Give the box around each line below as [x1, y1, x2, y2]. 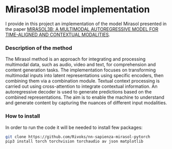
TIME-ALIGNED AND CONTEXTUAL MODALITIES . [5, 31, 110, 38]
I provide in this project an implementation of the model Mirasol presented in [5, 21, 167, 27]
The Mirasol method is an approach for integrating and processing [5, 56, 146, 62]
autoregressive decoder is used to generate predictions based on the [5, 89, 152, 95]
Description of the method [5, 44, 72, 51]
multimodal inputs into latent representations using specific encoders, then [5, 72, 164, 79]
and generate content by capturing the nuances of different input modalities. [5, 100, 167, 106]
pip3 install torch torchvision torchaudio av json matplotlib [5, 139, 144, 144]
